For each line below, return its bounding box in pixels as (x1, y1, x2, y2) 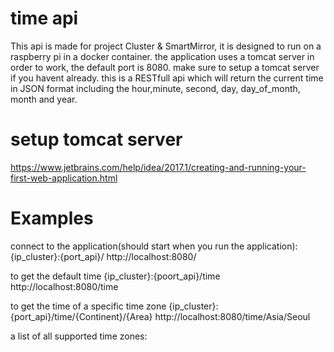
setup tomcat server (10, 128, 183, 151)
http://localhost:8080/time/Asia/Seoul (154, 310, 311, 322)
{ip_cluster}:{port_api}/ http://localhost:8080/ (10, 250, 197, 262)
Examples (10, 207, 94, 230)
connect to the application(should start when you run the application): (10, 240, 298, 252)
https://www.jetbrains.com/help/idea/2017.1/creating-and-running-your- (10, 161, 307, 173)
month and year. (10, 93, 78, 105)
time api (10, 7, 79, 30)
